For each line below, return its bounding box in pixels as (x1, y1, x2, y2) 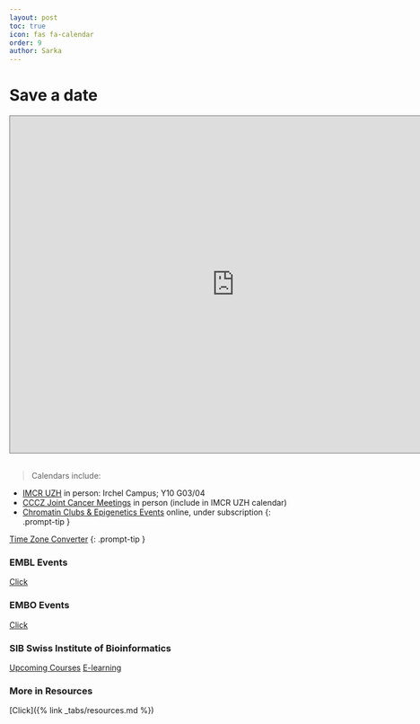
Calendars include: (31, 471, 101, 481)
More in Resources (9, 684, 93, 697)
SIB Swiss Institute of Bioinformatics (9, 641, 172, 654)
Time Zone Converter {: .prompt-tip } (9, 534, 146, 544)
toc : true (9, 22, 47, 31)
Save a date (9, 85, 99, 106)
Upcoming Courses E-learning (9, 662, 122, 673)
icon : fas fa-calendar (9, 30, 94, 39)
